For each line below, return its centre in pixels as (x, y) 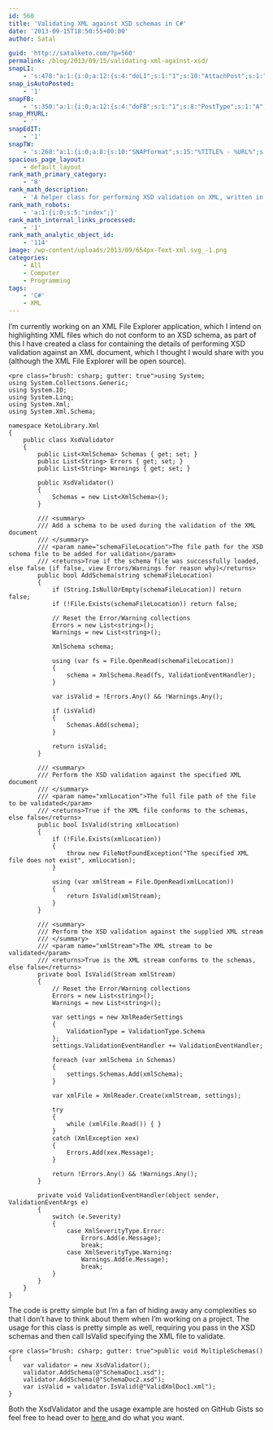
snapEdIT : (25, 129)
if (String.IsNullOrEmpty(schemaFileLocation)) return (147, 590)
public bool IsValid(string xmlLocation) (109, 825)
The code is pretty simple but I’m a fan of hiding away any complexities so (133, 1310)
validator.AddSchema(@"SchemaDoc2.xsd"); (94, 1380)
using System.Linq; (41, 397)
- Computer (41, 273)
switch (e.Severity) (87, 1217)
